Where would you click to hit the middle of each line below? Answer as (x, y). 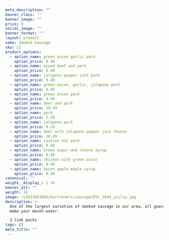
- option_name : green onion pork (45, 94)
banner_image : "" (23, 19)
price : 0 (14, 24)
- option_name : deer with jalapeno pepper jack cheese (68, 131)
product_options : (23, 52)
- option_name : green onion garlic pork (53, 57)
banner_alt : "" (21, 188)
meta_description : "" (28, 10)
